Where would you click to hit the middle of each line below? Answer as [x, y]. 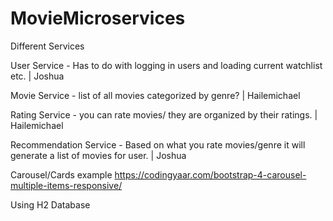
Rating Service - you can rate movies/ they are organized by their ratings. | [164, 114]
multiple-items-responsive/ [66, 185]
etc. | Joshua [37, 76]
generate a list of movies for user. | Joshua [98, 155]
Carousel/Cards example [61, 174]
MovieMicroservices [98, 18]
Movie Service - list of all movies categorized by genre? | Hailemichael [155, 95]
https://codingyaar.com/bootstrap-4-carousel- [210, 174]
